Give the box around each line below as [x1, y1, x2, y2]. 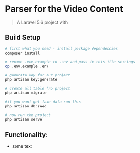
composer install [5, 51, 40, 56]
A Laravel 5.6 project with [16, 19, 68, 25]
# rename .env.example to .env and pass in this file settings [5, 60, 136, 64]
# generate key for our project [5, 73, 70, 78]
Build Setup [5, 33, 41, 42]
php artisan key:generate [5, 77, 57, 82]
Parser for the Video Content [5, 3, 123, 15]
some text [12, 143, 32, 149]
